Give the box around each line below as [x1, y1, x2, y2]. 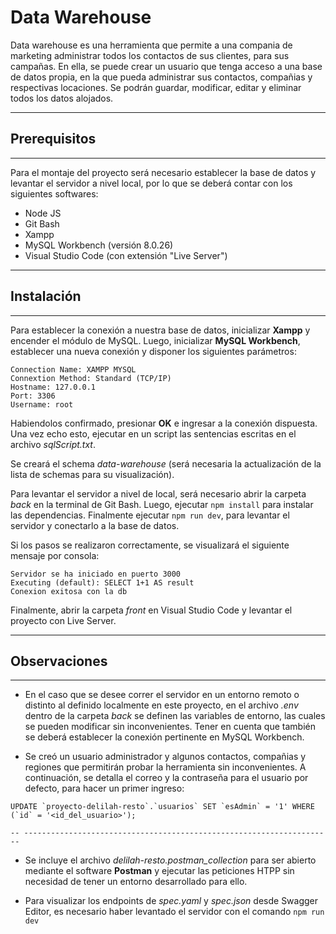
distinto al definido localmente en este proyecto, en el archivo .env [24, 699, 299, 711]
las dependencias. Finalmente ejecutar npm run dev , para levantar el [10, 509, 290, 521]
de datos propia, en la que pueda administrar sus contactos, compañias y [10, 71, 313, 83]
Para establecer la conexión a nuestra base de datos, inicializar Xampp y [10, 324, 311, 336]
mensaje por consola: [10, 549, 100, 561]
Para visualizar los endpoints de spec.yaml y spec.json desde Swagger [24, 895, 319, 907]
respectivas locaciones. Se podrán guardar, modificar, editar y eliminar [10, 81, 302, 93]
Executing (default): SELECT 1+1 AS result [10, 577, 195, 588]
